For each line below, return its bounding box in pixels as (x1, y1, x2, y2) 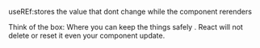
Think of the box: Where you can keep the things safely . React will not (8, 22, 244, 31)
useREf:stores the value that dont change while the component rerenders (8, 7, 253, 16)
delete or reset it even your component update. (8, 31, 166, 40)
